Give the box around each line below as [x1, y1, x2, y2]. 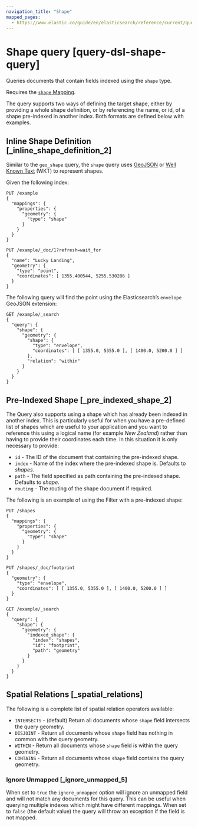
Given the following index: [6, 179, 70, 186]
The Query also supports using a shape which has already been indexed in [6, 411, 187, 418]
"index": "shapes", [32, 637, 81, 643]
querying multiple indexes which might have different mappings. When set [6, 802, 187, 809]
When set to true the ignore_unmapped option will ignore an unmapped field [6, 789, 188, 796]
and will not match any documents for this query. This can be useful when [6, 795, 186, 802]
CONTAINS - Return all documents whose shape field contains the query [14, 754, 184, 761]
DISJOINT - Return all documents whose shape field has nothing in [14, 729, 173, 736]
